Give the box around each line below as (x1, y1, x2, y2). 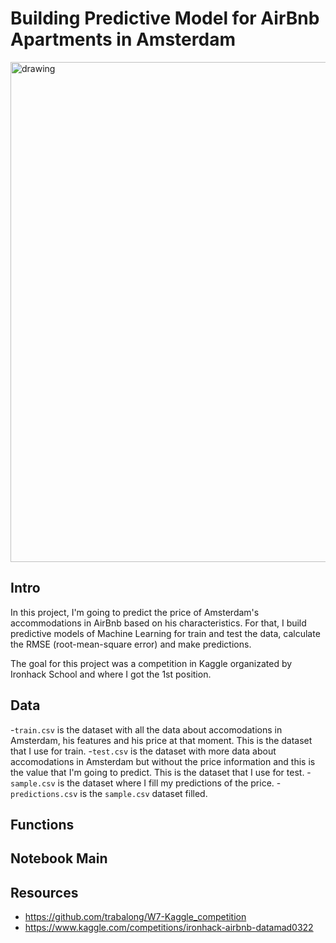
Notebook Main (10, 850, 108, 867)
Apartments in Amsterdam (10, 28, 236, 51)
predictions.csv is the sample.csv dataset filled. (10, 787, 208, 799)
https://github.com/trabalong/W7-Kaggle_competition (24, 911, 247, 923)
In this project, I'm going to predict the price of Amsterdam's (10, 606, 260, 618)
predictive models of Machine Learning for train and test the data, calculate (10, 627, 321, 639)
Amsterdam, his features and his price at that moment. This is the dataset (10, 734, 313, 746)
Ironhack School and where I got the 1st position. (10, 668, 212, 680)
